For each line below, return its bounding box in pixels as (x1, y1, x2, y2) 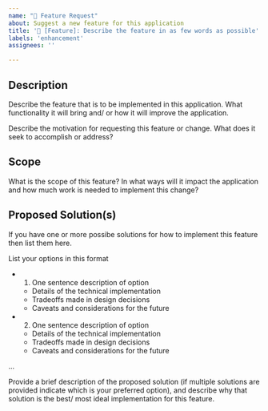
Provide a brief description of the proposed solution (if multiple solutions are (8, 377, 260, 386)
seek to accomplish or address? (8, 131, 114, 141)
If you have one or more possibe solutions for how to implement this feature (8, 229, 258, 239)
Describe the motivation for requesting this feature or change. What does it (8, 123, 256, 133)
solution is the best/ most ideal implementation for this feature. (8, 393, 214, 403)
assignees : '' (8, 42, 56, 50)
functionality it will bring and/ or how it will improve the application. (8, 107, 230, 117)
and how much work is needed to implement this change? (8, 185, 199, 195)
